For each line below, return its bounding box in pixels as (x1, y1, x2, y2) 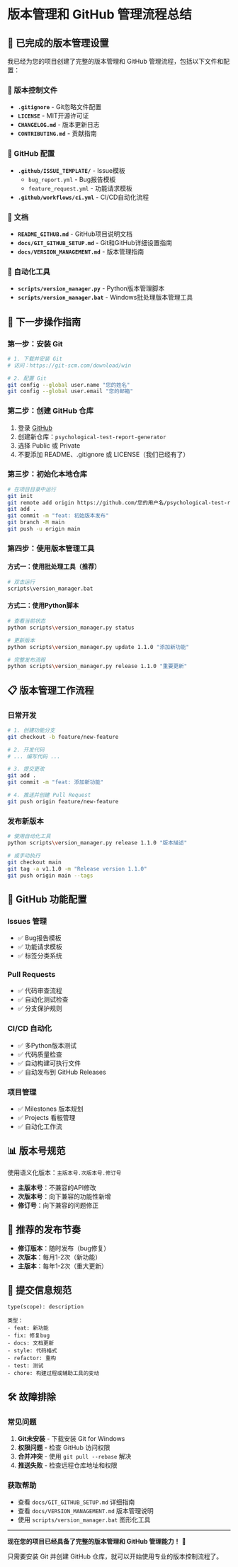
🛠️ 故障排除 (7, 1391, 57, 1403)
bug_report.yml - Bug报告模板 (28, 175, 116, 183)
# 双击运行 (7, 579, 35, 586)
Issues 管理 (7, 916, 47, 926)
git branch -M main (7, 519, 65, 526)
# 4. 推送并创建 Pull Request (7, 791, 91, 799)
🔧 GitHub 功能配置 (7, 893, 87, 905)
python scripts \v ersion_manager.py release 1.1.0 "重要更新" (7, 663, 188, 670)
